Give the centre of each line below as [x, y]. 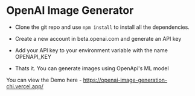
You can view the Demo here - [44, 80]
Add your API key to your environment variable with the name [91, 50]
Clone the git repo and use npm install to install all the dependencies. [102, 27]
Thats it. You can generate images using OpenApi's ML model [92, 68]
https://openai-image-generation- [125, 80]
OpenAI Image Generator [70, 10]
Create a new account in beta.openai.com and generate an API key [98, 38]
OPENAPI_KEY [33, 56]
